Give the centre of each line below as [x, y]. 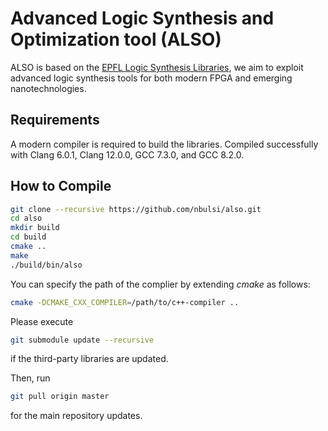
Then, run [30, 378]
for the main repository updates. [76, 416]
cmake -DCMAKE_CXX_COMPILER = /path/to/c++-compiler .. [125, 302]
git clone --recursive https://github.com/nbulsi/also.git [136, 209]
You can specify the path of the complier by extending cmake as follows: [160, 284]
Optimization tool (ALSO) [116, 39]
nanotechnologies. [48, 88]
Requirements [55, 120]
